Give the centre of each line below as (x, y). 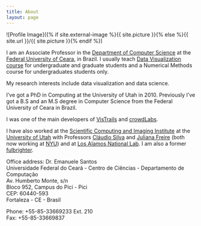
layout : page (22, 17)
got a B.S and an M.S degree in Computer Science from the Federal (89, 101)
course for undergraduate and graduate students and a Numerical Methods (99, 65)
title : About (22, 12)
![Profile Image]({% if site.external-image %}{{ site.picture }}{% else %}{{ (97, 34)
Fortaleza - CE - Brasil (34, 200)
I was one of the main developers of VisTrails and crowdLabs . (82, 119)
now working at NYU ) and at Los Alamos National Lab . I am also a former (96, 143)
